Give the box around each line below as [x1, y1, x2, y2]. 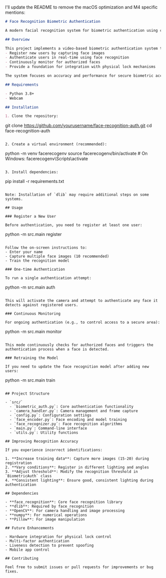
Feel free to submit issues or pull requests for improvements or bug [5, 565, 154, 570]
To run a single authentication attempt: [5, 276, 92, 281]
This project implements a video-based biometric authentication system [5, 46, 158, 51]
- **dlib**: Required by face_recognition [5, 504, 94, 509]
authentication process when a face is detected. [5, 347, 110, 352]
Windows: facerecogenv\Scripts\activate [5, 156, 88, 162]
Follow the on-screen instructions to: [5, 245, 87, 250]
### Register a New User [5, 214, 56, 219]
